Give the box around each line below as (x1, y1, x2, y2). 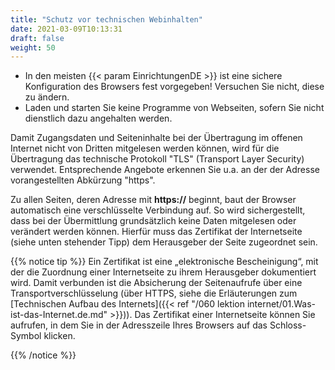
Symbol (10, 330, 42, 342)
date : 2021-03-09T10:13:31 (10, 24, 123, 34)
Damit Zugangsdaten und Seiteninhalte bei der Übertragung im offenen (10, 132, 303, 144)
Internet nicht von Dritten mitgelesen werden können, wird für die (10, 142, 280, 155)
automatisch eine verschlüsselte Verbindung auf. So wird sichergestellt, (10, 204, 306, 216)
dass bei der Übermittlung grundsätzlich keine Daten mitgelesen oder (10, 215, 297, 227)
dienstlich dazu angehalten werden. (24, 112, 173, 125)
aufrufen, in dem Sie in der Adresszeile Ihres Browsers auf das (10, 319, 268, 331)
